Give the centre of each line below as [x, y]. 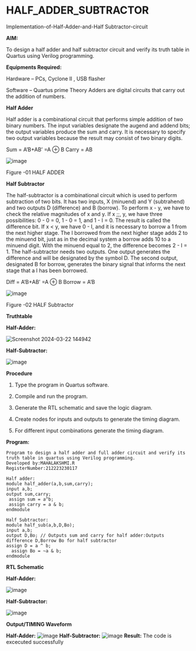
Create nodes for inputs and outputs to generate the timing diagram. [97, 419]
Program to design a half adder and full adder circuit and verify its [96, 453]
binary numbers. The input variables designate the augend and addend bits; [98, 125]
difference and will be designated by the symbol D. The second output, [92, 258]
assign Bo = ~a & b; [36, 551]
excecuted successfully [35, 642]
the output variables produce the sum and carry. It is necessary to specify [96, 132]
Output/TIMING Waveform [39, 624]
